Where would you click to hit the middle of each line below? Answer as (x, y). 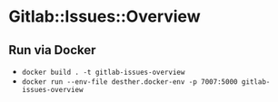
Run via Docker (52, 50)
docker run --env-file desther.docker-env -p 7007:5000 (129, 82)
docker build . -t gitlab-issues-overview (103, 72)
